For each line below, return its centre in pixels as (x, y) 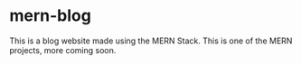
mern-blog (51, 16)
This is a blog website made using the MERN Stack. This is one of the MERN (151, 41)
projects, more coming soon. (63, 50)
